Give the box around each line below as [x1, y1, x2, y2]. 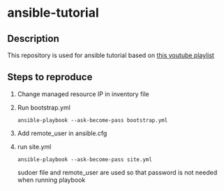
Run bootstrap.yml [17, 103, 71, 112]
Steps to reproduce [7, 71, 93, 83]
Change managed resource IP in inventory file [17, 89, 150, 98]
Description [7, 33, 59, 45]
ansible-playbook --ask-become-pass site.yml [17, 155, 152, 163]
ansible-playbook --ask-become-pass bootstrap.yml [17, 116, 168, 123]
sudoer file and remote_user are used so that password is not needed [17, 168, 218, 176]
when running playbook [17, 176, 86, 184]
